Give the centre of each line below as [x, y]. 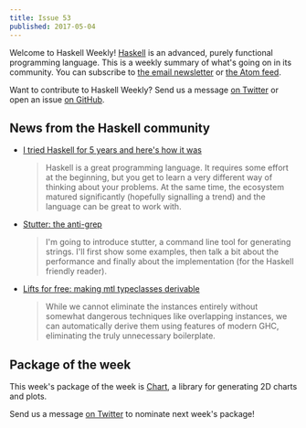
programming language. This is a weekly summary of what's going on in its [151, 62]
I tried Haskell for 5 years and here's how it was [112, 150]
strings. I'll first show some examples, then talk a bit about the [162, 251]
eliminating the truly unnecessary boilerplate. [131, 336]
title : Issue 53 [40, 18]
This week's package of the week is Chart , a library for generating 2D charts [153, 387]
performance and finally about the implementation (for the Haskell [169, 262]
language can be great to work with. [113, 207]
